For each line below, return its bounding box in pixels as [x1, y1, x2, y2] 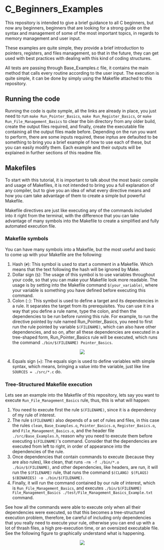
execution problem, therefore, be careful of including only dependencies [5, 515, 151, 521]
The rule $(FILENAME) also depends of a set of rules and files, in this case [12, 417, 160, 423]
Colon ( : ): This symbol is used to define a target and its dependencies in [12, 297, 159, 303]
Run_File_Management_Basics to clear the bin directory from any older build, [5, 118, 156, 124]
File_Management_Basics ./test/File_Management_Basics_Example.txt [12, 491, 153, 495]
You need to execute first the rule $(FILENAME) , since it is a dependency [12, 407, 157, 413]
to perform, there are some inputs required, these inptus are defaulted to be [5, 134, 158, 140]
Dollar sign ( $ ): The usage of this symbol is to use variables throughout [12, 271, 155, 277]
